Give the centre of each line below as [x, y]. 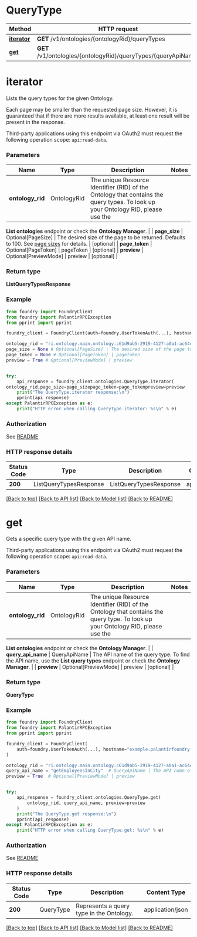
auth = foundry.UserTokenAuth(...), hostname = [72, 749]
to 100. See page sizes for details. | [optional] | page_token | [79, 244]
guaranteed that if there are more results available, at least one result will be [98, 116]
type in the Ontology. [105, 913]
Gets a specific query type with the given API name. [69, 539]
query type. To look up [121, 619]
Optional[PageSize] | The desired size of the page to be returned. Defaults [96, 237]
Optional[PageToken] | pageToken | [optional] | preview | [75, 250]
